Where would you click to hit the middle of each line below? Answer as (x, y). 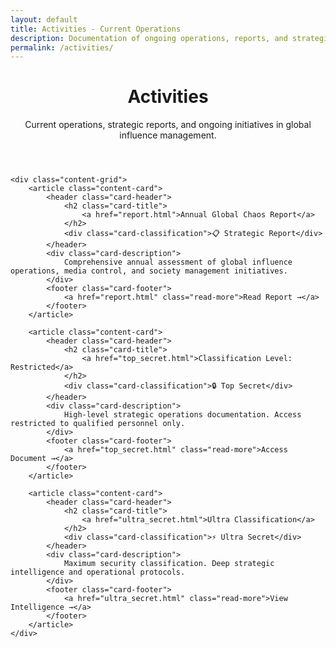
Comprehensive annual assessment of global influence (178, 262)
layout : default (44, 19)
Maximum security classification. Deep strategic (169, 564)
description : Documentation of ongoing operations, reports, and (149, 38)
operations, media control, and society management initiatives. (149, 271)
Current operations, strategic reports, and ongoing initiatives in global (168, 125)
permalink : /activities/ (62, 47)
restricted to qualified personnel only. (98, 424)
